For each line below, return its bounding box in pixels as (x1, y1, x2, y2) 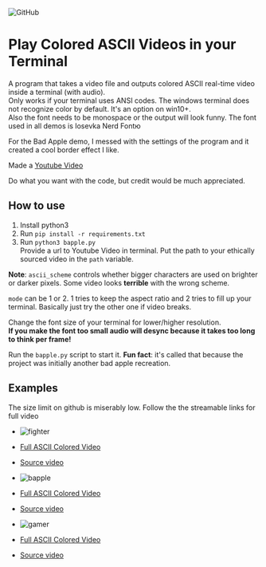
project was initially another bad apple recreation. (8, 358, 171, 368)
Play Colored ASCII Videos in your (8, 36, 237, 53)
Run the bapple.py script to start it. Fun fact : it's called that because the (8, 349, 244, 359)
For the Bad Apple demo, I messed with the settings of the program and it (8, 136, 249, 146)
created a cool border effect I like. (8, 144, 119, 155)
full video (8, 411, 39, 420)
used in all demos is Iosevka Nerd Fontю (8, 120, 141, 131)
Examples (8, 381, 58, 395)
